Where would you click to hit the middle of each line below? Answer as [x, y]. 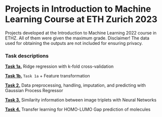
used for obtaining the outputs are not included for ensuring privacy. [74, 43]
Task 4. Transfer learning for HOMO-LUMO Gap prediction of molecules [78, 109]
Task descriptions [27, 56]
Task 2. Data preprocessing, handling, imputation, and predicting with [75, 85]
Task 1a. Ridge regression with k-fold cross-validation [59, 66]
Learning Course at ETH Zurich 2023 [81, 19]
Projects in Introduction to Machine [78, 9]
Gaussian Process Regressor [34, 91]
